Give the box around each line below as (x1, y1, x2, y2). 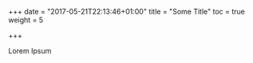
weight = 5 (8, 15, 44, 25)
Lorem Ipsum (8, 46, 52, 55)
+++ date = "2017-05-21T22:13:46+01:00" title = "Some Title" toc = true (8, 7, 245, 16)
